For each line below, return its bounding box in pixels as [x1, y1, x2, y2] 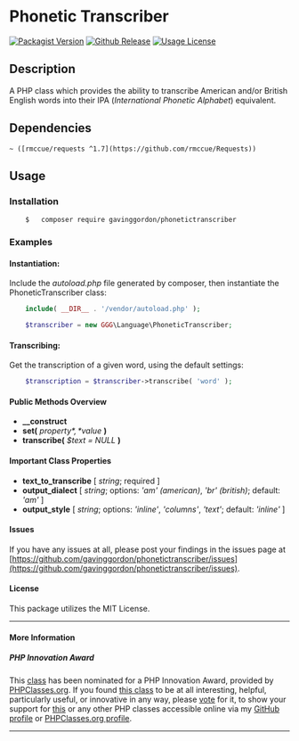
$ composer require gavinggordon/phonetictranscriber [25, 216, 238, 225]
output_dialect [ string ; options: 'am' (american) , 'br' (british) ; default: [21, 484, 280, 496]
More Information [9, 631, 76, 643]
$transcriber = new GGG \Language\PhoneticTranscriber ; [25, 321, 233, 330]
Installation [9, 194, 60, 207]
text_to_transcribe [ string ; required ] [21, 475, 160, 486]
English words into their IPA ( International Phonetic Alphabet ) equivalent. [9, 95, 277, 105]
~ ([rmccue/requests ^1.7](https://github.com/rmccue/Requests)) [9, 144, 256, 153]
